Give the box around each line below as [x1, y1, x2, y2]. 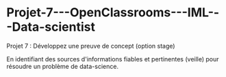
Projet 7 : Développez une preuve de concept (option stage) [6, 42, 175, 50]
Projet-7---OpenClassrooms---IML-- [6, 5, 220, 20]
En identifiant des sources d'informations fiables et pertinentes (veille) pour [6, 55, 220, 63]
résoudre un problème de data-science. [6, 62, 119, 70]
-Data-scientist [6, 19, 95, 35]
